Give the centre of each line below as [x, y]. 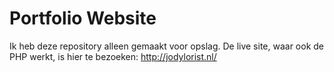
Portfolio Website [83, 18]
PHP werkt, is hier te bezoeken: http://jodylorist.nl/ [113, 56]
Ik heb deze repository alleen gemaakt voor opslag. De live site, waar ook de [167, 46]
